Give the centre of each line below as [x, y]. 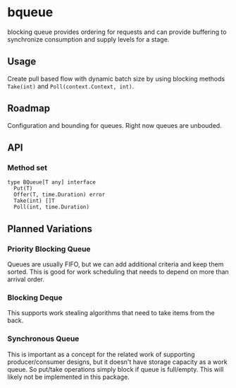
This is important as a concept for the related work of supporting [101, 354]
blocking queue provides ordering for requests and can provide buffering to [117, 32]
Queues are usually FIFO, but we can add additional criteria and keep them [116, 264]
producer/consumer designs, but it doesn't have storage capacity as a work [117, 362]
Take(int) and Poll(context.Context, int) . [71, 86]
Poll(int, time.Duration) [52, 207]
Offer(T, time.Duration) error [60, 195]
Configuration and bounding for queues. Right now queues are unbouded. [114, 125]
